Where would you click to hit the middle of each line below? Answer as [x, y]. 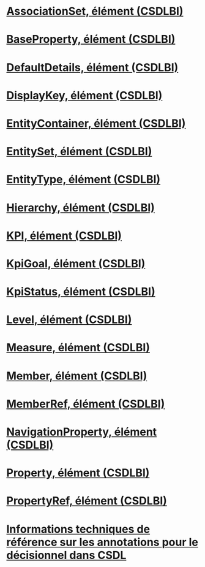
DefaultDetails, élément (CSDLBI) [92, 67]
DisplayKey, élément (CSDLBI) [84, 95]
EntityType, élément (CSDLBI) [84, 180]
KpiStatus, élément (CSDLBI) [81, 292]
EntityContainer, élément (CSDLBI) [96, 123]
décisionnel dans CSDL [66, 555]
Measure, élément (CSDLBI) [78, 348]
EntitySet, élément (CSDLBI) [79, 152]
